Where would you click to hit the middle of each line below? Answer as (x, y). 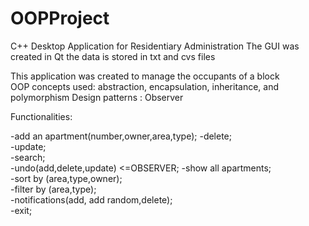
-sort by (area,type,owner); (66, 178)
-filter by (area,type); (53, 189)
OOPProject (60, 18)
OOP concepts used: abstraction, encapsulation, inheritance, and (145, 86)
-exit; (21, 210)
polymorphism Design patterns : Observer (97, 97)
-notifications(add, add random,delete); (91, 199)
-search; (28, 157)
